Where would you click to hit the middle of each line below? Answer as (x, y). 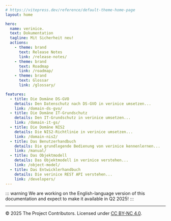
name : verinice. (27, 28)
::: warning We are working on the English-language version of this (75, 194)
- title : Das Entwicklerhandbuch (45, 170)
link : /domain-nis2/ (36, 137)
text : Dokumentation (32, 33)
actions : (19, 43)
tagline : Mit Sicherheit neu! (42, 38)
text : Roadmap (34, 66)
